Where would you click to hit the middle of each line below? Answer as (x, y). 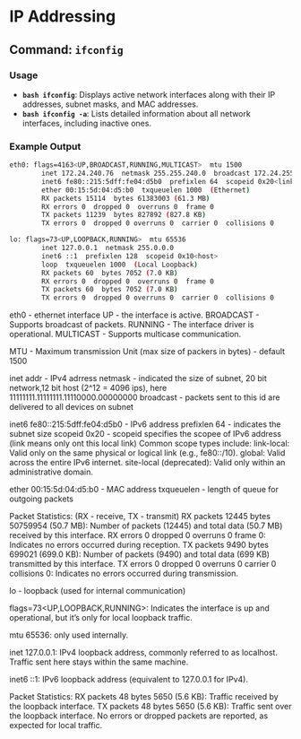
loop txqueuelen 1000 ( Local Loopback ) (120, 265)
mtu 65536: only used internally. (69, 635)
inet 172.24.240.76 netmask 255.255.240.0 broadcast (146, 174)
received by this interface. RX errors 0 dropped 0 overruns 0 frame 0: (138, 535)
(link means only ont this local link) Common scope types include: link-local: (150, 443)
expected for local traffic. (56, 726)
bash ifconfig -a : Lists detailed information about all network (136, 113)
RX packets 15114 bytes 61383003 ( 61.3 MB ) (126, 198)
